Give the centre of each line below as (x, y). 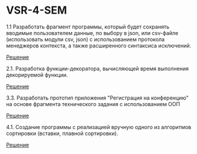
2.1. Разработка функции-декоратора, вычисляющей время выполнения (98, 68)
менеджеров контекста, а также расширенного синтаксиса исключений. (99, 46)
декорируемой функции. (37, 75)
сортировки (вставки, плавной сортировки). (62, 133)
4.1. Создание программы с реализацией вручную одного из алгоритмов (98, 127)
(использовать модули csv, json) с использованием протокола (85, 39)
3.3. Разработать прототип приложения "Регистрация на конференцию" (98, 98)
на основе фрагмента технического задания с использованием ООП (93, 104)
